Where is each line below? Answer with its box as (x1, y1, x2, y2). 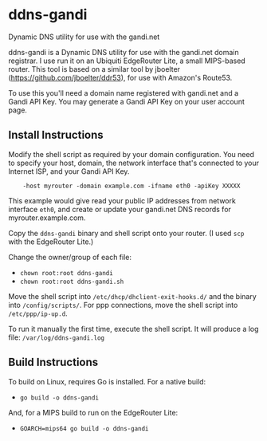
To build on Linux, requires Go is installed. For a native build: (8, 376, 206, 386)
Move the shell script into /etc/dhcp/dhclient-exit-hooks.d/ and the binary (8, 291, 257, 301)
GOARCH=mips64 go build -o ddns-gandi (19, 424, 149, 432)
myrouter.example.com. (8, 213, 86, 222)
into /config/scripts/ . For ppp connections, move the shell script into (8, 300, 238, 309)
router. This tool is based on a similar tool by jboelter (8, 64, 181, 73)
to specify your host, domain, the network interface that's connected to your (8, 158, 260, 167)
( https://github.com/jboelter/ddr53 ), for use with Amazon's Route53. (8, 73, 233, 82)
